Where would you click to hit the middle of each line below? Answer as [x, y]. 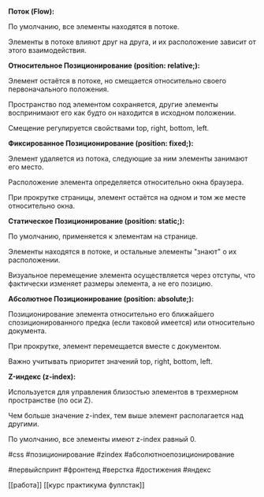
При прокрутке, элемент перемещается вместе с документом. [115, 346]
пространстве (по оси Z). [50, 400]
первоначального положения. [59, 89]
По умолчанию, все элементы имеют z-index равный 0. [102, 439]
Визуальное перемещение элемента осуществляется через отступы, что [132, 275]
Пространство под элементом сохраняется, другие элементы [113, 104]
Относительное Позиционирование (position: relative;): [104, 65]
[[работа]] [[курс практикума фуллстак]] [76, 485]
